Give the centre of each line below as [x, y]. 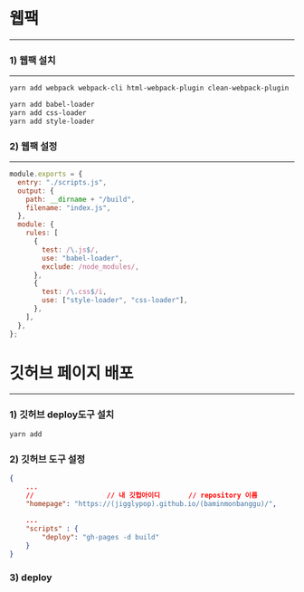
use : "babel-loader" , [83, 258]
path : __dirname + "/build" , [81, 199]
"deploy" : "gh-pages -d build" [101, 538]
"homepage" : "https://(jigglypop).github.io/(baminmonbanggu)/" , [152, 503]
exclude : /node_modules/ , [91, 267]
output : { [36, 191]
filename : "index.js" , [68, 208]
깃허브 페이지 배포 [71, 373]
